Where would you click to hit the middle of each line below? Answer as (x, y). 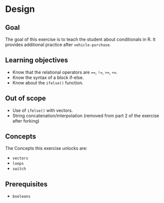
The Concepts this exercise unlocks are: (46, 148)
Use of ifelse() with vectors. (42, 110)
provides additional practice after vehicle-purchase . (58, 45)
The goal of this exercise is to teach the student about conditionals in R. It (80, 39)
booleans (21, 197)
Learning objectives (37, 60)
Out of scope (26, 99)
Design (20, 9)
